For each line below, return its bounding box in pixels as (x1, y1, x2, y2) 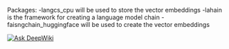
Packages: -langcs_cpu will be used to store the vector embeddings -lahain (7, 6, 223, 14)
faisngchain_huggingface (7, 21, 80, 28)
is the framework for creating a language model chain (7, 13, 161, 21)
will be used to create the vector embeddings (80, 21, 210, 28)
